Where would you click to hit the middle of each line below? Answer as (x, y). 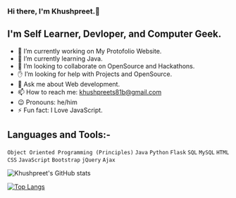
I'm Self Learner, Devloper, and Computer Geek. (114, 34)
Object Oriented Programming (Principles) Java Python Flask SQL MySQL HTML (118, 152)
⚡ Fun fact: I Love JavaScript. (60, 110)
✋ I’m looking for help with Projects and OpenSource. (95, 74)
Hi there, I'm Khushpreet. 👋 (54, 11)
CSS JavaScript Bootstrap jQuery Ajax (61, 160)
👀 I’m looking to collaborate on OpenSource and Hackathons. (106, 66)
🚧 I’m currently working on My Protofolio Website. (89, 51)
